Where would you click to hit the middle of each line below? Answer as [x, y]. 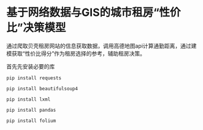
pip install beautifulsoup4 [42, 88]
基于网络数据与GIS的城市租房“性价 [94, 13]
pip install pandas [31, 110]
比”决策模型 [36, 28]
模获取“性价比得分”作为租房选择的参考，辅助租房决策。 [76, 53]
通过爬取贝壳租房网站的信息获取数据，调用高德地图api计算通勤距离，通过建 [101, 46]
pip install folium [31, 121]
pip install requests [34, 78]
